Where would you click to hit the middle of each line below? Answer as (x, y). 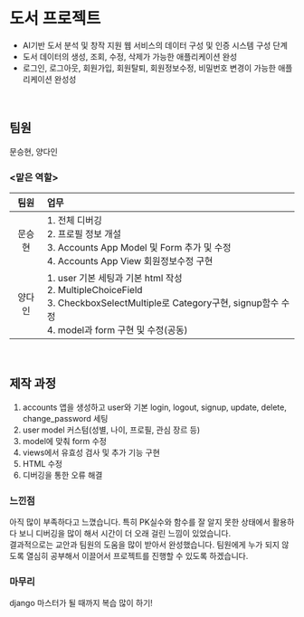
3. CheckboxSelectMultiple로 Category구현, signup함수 (163, 303)
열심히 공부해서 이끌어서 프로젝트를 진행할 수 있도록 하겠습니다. (137, 556)
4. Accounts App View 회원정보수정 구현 (130, 261)
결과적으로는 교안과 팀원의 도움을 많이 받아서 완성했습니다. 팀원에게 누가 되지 (145, 545)
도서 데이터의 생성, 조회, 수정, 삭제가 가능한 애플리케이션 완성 (130, 56)
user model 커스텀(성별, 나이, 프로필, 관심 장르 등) (111, 430)
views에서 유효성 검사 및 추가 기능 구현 (91, 452)
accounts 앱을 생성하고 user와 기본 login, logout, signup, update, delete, (154, 407)
